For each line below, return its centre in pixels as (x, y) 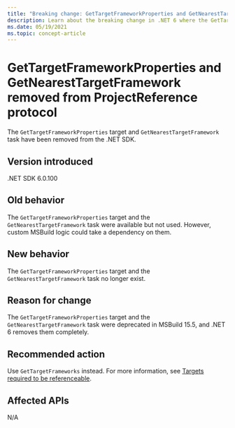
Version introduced (50, 161)
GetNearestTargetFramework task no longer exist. (76, 278)
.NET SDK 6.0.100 (33, 178)
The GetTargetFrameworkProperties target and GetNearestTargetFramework (113, 132)
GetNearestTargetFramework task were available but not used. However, (109, 224)
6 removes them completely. (48, 332)
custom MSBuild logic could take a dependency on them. (90, 232)
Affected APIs (38, 400)
